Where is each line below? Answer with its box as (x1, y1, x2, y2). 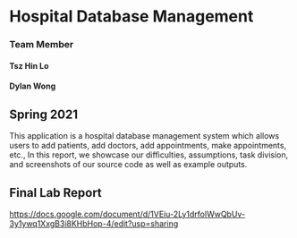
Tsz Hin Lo (9, 60, 49, 71)
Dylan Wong (9, 81, 56, 91)
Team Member (9, 38, 74, 51)
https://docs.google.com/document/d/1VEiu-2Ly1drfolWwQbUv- (9, 208, 246, 219)
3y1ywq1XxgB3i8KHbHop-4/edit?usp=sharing (9, 217, 179, 229)
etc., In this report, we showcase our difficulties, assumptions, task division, (9, 149, 289, 160)
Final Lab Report (9, 185, 103, 200)
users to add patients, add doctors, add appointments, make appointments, (9, 140, 287, 151)
